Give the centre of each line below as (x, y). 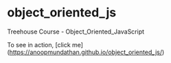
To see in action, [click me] (45, 45)
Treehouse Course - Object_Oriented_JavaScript (76, 32)
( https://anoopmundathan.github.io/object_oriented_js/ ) (86, 52)
